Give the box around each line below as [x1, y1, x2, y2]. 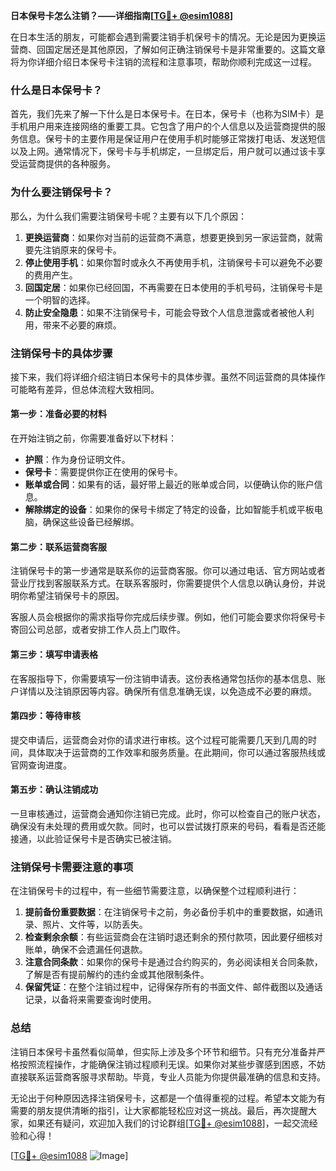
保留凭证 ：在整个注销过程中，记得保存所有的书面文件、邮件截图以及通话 [24, 981, 323, 993]
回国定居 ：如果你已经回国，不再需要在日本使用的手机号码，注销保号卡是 [24, 281, 323, 293]
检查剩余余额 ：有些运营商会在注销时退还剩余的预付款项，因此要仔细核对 [24, 931, 323, 943]
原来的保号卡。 [59, 244, 122, 256]
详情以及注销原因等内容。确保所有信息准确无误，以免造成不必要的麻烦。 [18, 685, 317, 697]
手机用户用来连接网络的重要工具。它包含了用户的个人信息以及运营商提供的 [10, 120, 317, 133]
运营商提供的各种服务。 [18, 158, 116, 170]
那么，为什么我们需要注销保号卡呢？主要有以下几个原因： [10, 210, 247, 222]
